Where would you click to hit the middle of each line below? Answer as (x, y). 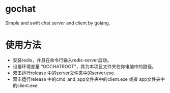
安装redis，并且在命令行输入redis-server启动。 (62, 60)
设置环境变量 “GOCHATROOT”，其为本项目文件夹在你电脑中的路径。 (84, 66)
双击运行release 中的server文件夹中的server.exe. (64, 73)
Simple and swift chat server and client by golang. (58, 23)
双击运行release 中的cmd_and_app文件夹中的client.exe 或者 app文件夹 (87, 79)
